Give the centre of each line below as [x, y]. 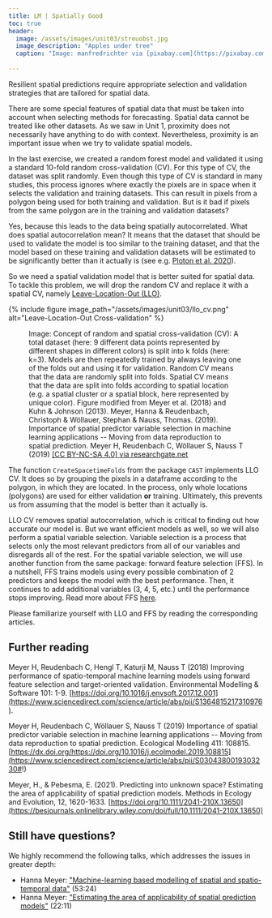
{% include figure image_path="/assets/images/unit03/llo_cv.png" [119, 309]
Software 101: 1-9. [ [40, 693]
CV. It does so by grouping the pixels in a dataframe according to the [123, 478]
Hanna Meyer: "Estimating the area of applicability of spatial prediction [138, 897]
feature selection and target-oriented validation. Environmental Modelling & [134, 684]
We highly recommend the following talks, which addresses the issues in [130, 856]
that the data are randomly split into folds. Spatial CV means [129, 376]
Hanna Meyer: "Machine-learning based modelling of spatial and [128, 880]
